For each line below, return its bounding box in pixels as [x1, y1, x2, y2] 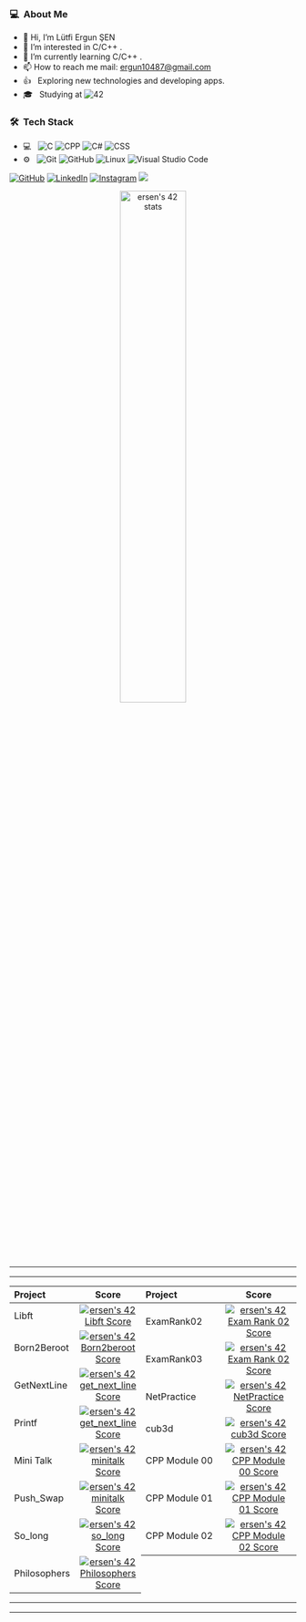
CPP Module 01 [145, 1492, 214, 1504]
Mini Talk [14, 1453, 53, 1466]
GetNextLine [14, 1379, 68, 1391]
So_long [14, 1529, 49, 1542]
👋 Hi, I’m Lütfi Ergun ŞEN [22, 32, 116, 43]
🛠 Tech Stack [9, 116, 75, 129]
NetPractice [145, 1390, 197, 1402]
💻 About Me [9, 7, 68, 20]
